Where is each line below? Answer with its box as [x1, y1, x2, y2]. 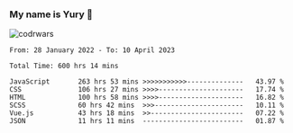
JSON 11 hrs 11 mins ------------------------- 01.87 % [9, 117, 284, 126]
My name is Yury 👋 [9, 8, 93, 21]
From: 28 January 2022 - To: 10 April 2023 [9, 46, 176, 55]
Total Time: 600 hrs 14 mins [9, 62, 119, 71]
